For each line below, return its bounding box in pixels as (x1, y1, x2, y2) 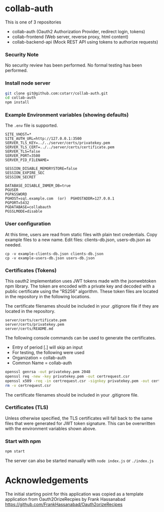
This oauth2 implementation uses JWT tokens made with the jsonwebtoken (5, 278, 156, 284)
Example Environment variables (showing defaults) (5, 111, 129, 118)
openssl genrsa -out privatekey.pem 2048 (5, 370, 91, 375)
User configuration (5, 221, 51, 227)
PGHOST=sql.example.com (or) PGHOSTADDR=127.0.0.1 (5, 196, 115, 201)
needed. (5, 242, 22, 247)
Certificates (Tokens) (5, 267, 57, 274)
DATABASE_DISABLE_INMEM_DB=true (5, 183, 71, 188)
